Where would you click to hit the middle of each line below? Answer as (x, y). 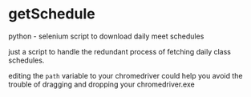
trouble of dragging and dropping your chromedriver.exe (101, 84)
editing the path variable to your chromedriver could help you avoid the (125, 75)
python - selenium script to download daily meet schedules (106, 36)
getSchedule (52, 14)
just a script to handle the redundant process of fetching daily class (119, 51)
